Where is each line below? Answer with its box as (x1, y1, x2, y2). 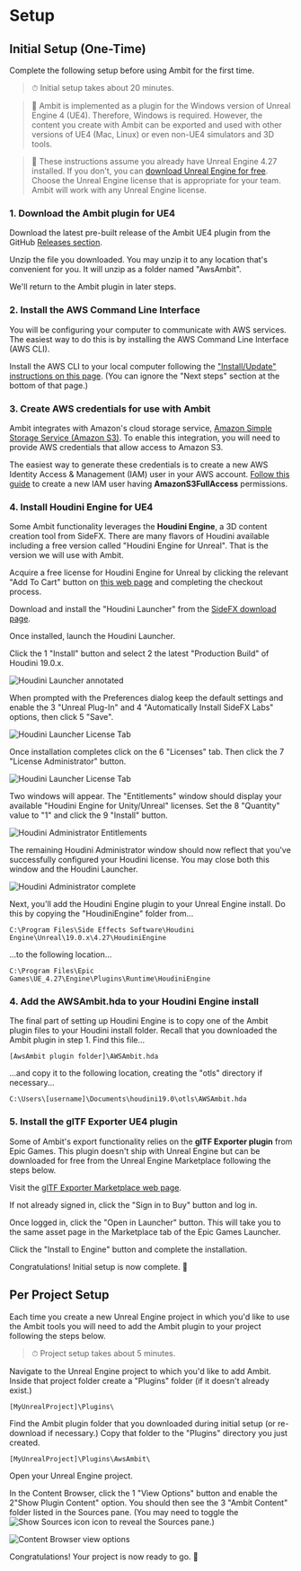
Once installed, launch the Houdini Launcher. (9, 631, 175, 642)
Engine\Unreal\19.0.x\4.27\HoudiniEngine (9, 934, 167, 943)
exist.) (9, 1385, 32, 1396)
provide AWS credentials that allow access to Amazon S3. (9, 441, 224, 452)
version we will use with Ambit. (9, 550, 124, 561)
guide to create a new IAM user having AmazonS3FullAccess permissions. (9, 478, 288, 489)
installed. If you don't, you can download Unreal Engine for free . (31, 165, 269, 176)
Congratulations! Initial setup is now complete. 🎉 (9, 1261, 189, 1272)
